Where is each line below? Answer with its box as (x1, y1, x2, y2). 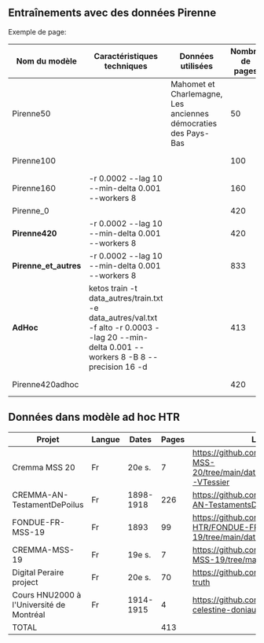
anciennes (170, 108, 210, 119)
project (12, 576, 38, 587)
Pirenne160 (12, 182, 57, 193)
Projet (36, 433, 60, 444)
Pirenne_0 (12, 205, 49, 216)
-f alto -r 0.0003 (89, 322, 153, 333)
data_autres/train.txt (89, 292, 163, 303)
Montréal (12, 608, 46, 619)
